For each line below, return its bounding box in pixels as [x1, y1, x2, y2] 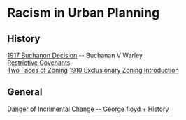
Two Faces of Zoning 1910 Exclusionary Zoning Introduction [7, 66, 180, 74]
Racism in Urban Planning [7, 5, 160, 21]
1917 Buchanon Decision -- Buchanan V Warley [7, 51, 143, 59]
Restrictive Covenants [7, 59, 71, 67]
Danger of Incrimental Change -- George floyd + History [7, 105, 169, 113]
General [7, 86, 43, 98]
